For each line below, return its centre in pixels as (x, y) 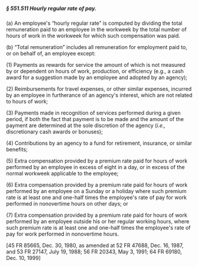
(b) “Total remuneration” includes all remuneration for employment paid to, (97, 47)
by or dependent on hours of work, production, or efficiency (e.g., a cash (95, 71)
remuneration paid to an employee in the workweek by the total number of (97, 29)
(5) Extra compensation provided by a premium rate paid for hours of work (97, 161)
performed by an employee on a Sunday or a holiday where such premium (97, 191)
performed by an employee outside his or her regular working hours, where (98, 221)
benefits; (17, 149)
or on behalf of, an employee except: (51, 53)
